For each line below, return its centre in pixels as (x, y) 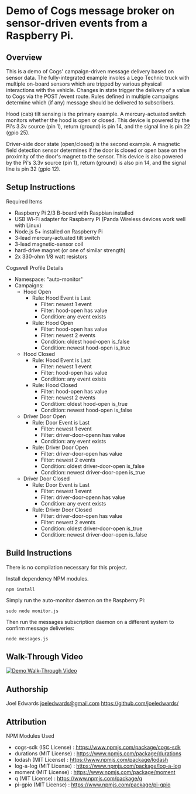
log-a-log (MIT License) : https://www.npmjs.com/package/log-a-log (98, 766)
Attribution (26, 722)
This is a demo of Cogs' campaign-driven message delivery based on (90, 71)
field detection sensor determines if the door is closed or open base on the (96, 150)
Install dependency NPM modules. (47, 578)
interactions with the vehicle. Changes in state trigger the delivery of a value (98, 90)
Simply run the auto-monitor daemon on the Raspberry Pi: (76, 600)
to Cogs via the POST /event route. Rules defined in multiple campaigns (92, 96)
